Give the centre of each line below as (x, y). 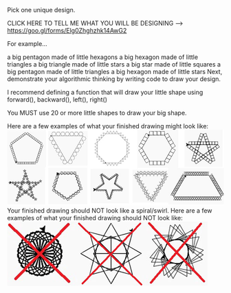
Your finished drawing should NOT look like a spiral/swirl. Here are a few (110, 211)
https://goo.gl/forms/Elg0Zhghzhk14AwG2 (67, 31)
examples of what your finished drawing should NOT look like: (95, 218)
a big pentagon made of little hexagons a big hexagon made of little (102, 57)
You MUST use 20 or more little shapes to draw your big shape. (97, 113)
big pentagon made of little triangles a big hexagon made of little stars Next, (115, 72)
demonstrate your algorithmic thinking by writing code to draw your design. (114, 79)
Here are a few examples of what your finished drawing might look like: (108, 126)
